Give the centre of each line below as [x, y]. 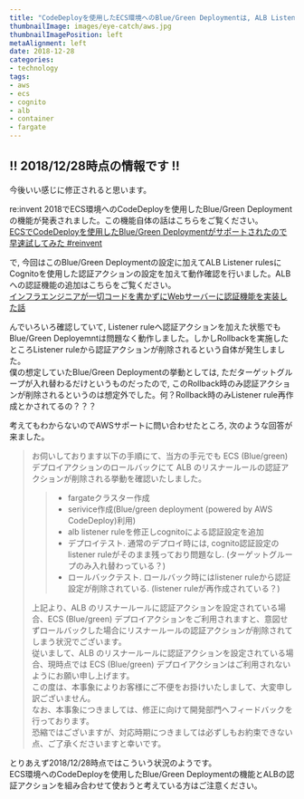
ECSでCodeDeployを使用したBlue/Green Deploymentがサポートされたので [148, 231]
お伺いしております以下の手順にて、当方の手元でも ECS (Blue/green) [160, 456]
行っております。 [63, 720]
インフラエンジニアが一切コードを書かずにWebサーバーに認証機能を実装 [145, 296]
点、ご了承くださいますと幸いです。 [98, 743]
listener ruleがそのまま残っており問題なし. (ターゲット [168, 554]
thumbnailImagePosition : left [66, 34]
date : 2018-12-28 [42, 52]
